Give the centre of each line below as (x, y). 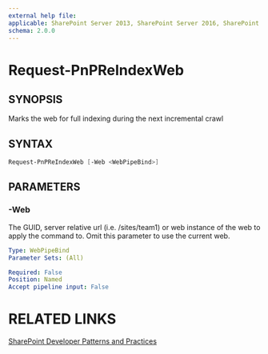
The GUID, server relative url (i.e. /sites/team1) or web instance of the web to (134, 227)
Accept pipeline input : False (59, 287)
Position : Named (35, 280)
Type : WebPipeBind (39, 250)
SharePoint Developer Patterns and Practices (83, 341)
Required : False (35, 272)
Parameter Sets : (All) (46, 258)
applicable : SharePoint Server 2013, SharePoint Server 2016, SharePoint (134, 23)
